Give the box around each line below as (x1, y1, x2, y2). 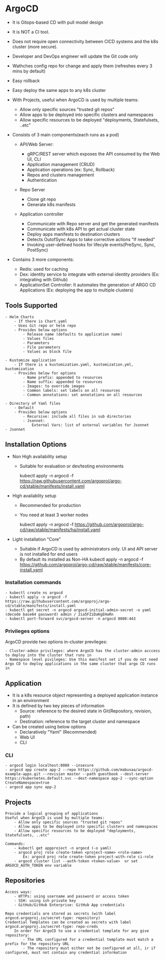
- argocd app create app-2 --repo (5, 767, 77, 772)
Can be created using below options (12, 723, 86, 729)
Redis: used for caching (19, 266, 68, 272)
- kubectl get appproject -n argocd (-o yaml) (14, 846, 112, 851)
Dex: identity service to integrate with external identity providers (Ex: (19, 271, 160, 277)
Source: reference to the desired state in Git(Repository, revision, (19, 708, 152, 714)
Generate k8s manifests (27, 201, 76, 208)
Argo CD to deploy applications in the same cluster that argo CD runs (5, 662, 156, 667)
